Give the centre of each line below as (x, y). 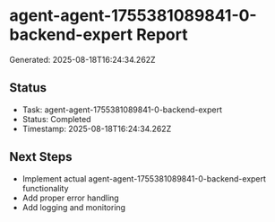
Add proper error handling (70, 198)
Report (162, 35)
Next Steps (41, 157)
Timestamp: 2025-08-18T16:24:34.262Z (97, 129)
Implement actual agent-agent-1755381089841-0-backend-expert (144, 178)
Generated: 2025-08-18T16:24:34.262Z (82, 59)
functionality (45, 188)
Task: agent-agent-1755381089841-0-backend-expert (122, 110)
